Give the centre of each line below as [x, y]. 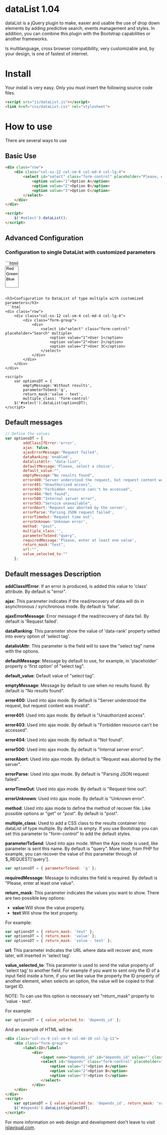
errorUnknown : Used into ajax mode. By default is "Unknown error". [75, 798]
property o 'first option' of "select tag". [45, 666]
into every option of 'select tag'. [38, 636]
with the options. [22, 651]
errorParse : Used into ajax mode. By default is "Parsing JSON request [77, 774]
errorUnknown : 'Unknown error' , [55, 522]
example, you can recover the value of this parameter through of [71, 853]
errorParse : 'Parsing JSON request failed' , [69, 513]
